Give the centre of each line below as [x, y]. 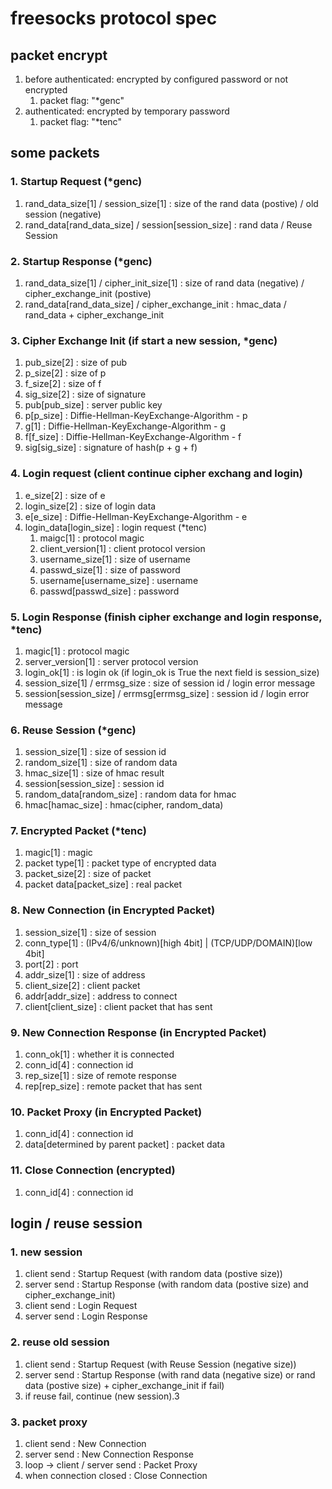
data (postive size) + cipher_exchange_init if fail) [124, 1385]
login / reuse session [76, 1223]
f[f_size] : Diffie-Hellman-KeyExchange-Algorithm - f [133, 437]
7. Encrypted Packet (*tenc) [78, 831]
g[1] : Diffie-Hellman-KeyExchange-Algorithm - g [125, 426]
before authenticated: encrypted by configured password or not [156, 79]
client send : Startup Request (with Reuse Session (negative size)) [160, 1364]
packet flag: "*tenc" [80, 121]
